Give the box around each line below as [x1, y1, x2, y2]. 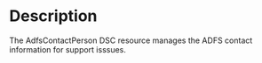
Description [9, 6, 98, 26]
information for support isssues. [9, 44, 127, 54]
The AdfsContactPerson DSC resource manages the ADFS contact [9, 35, 253, 45]
